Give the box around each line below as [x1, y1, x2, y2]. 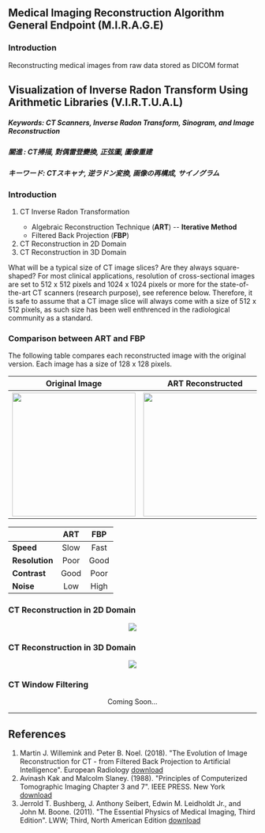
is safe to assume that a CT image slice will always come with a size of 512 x [8, 297, 256, 306]
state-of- [219, 280, 249, 290]
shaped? [8, 271, 36, 281]
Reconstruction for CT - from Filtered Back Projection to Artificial [19, 757, 231, 767]
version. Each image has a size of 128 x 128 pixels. [8, 359, 172, 369]
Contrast [12, 568, 46, 579]
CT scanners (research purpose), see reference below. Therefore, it [32, 288, 253, 297]
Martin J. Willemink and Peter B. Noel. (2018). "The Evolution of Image [19, 748, 248, 758]
